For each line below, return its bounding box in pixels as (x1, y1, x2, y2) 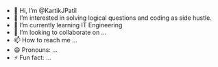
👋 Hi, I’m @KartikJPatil (13, 7, 77, 14)
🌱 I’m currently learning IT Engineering (13, 21, 123, 29)
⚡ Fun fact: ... (13, 53, 51, 62)
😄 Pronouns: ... (13, 46, 58, 54)
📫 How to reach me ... (13, 36, 77, 44)
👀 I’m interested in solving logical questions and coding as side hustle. (13, 14, 213, 22)
